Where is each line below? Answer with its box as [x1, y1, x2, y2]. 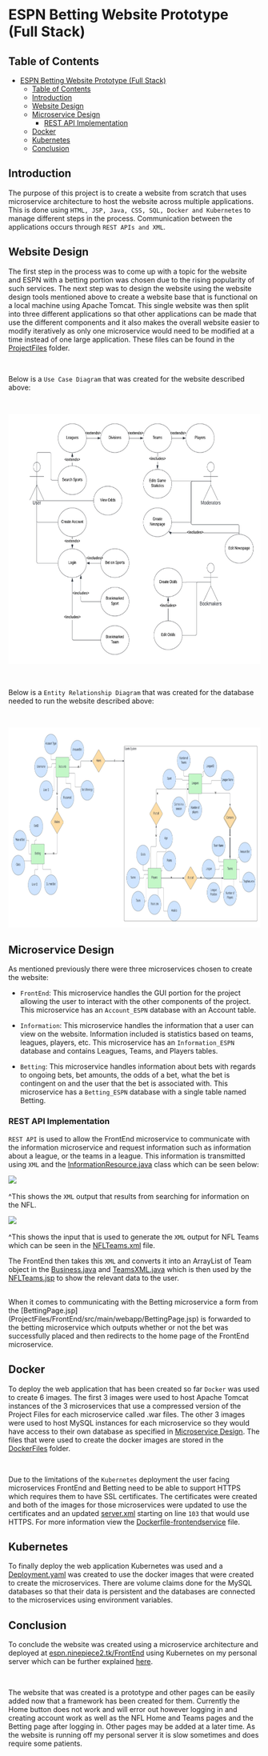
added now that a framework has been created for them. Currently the [8, 1696, 240, 1706]
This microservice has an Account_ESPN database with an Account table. [19, 1006, 257, 1015]
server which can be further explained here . [8, 1657, 154, 1666]
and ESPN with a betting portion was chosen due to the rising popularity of [8, 274, 255, 285]
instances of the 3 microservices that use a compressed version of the [8, 1401, 242, 1410]
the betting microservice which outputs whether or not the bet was [8, 1322, 229, 1332]
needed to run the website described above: [8, 696, 154, 706]
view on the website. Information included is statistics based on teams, [19, 1030, 254, 1039]
